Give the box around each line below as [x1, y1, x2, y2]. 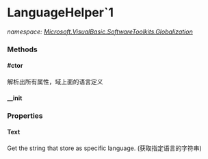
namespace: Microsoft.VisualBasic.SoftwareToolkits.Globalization [7, 27, 193, 36]
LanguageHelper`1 [7, 5, 114, 21]
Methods [7, 45, 38, 54]
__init [7, 94, 23, 102]
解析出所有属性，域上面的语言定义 [7, 77, 103, 86]
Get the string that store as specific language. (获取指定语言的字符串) [7, 144, 202, 152]
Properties [7, 111, 43, 121]
